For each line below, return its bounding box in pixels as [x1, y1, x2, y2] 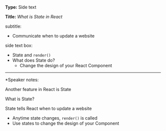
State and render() [12, 52, 51, 58]
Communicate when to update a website [12, 33, 95, 39]
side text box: [5, 43, 33, 48]
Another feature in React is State [5, 87, 72, 92]
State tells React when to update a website [5, 106, 92, 111]
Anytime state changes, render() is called [12, 115, 98, 121]
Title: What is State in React [5, 14, 63, 19]
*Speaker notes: [5, 77, 39, 83]
